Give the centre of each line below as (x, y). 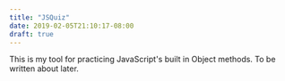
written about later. (44, 69)
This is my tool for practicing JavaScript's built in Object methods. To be (142, 60)
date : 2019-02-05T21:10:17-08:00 (72, 26)
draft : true (31, 34)
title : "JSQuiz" (39, 17)
